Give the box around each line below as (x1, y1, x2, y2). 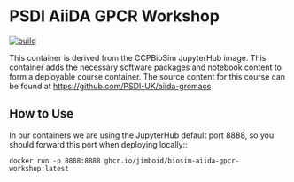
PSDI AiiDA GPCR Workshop (9, 6, 220, 27)
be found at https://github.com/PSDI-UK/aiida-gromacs (9, 80, 212, 91)
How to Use (9, 106, 74, 121)
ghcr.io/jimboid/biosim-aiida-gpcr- (104, 156, 240, 165)
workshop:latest (9, 163, 69, 173)
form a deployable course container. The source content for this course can (9, 71, 286, 81)
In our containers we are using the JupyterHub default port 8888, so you (9, 130, 275, 140)
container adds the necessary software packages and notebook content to (9, 62, 282, 72)
